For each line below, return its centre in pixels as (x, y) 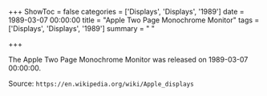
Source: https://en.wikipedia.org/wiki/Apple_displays (101, 84)
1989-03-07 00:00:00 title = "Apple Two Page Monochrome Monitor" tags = (134, 20)
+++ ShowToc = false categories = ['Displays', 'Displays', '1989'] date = (126, 12)
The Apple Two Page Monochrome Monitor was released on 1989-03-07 (128, 60)
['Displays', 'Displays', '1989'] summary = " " (81, 28)
